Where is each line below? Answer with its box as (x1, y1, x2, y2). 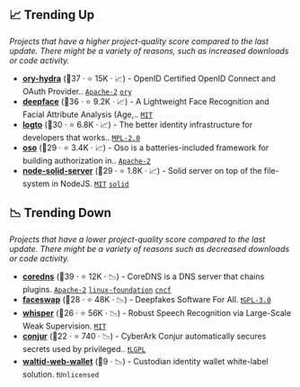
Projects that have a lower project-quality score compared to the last (9, 233, 266, 245)
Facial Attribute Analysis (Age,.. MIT (22, 109, 154, 120)
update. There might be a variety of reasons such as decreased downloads (9, 243, 290, 254)
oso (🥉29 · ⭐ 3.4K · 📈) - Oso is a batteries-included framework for (22, 142, 269, 153)
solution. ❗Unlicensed (22, 368, 100, 380)
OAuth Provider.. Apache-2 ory (22, 85, 132, 96)
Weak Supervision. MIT (22, 320, 107, 331)
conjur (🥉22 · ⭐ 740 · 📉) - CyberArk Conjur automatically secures (22, 330, 267, 341)
